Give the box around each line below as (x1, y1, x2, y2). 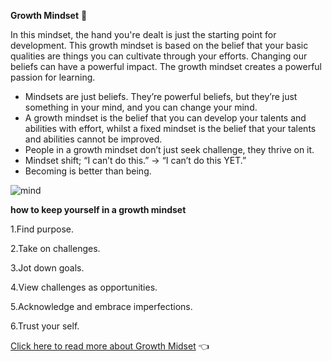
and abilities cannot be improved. (24, 133, 163, 145)
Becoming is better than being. (24, 165, 152, 177)
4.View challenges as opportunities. (10, 281, 158, 293)
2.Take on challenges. (10, 243, 101, 254)
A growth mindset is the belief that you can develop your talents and (24, 112, 307, 124)
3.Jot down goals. (10, 262, 85, 274)
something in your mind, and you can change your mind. (24, 101, 258, 113)
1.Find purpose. (10, 223, 75, 235)
